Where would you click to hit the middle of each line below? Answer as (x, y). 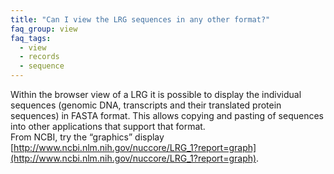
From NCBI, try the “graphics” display (87, 137)
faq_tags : (31, 38)
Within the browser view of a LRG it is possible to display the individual (156, 94)
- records (39, 57)
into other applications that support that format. (108, 126)
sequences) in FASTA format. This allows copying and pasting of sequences (167, 115)
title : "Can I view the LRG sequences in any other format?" (140, 19)
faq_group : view (44, 29)
